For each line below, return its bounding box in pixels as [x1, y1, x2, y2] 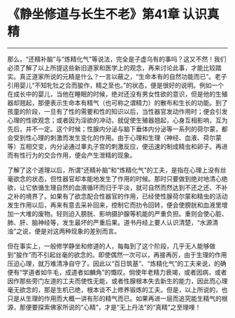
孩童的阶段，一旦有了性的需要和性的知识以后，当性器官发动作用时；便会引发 [7, 107, 228, 115]
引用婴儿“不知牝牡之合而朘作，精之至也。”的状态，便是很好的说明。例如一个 [7, 81, 225, 89]
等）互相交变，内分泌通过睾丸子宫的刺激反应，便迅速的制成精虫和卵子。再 [7, 142, 222, 150]
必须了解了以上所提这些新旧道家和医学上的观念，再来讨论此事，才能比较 [7, 64, 215, 72]
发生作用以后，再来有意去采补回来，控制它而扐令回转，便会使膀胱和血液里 [7, 201, 222, 209]
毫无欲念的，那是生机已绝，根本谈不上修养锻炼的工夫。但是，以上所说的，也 [7, 285, 228, 294]
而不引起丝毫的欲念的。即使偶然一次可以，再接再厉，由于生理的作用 [31, 250, 227, 259]
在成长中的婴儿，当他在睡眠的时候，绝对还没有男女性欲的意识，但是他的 [7, 89, 215, 98]
